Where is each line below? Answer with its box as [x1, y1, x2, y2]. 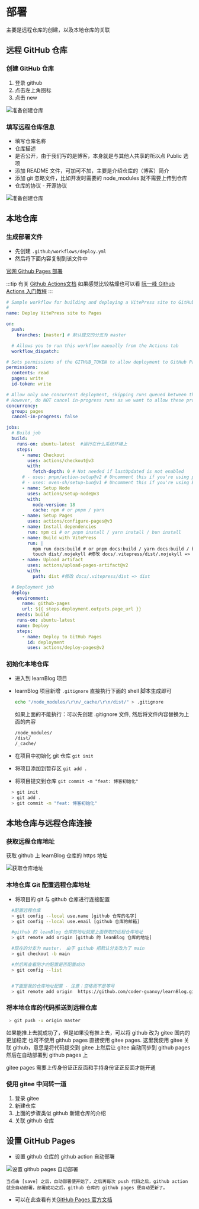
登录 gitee [14, 1095, 40, 1102]
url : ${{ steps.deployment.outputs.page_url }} [21, 606, 142, 612]
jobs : [6, 425, 20, 431]
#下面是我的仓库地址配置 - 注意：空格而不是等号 [11, 983, 115, 989]
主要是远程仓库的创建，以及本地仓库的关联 [6, 26, 110, 33]
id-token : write [11, 381, 52, 387]
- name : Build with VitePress [21, 534, 97, 540]
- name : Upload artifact [21, 557, 84, 563]
